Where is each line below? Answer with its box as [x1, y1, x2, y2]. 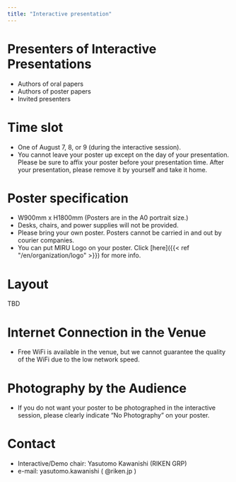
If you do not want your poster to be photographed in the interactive [17, 403, 216, 412]
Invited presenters [17, 94, 71, 103]
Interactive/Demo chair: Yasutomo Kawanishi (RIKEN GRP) [17, 459, 187, 468]
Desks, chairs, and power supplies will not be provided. [17, 221, 179, 230]
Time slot [7, 119, 64, 135]
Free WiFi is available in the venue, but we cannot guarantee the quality [17, 348, 226, 357]
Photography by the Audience [7, 380, 187, 396]
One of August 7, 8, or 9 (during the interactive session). [17, 142, 182, 151]
